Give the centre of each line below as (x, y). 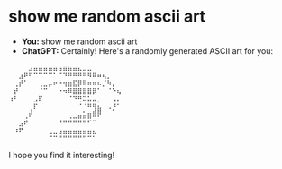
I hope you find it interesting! (62, 155)
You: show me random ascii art (79, 41)
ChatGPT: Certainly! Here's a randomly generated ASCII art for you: (147, 50)
